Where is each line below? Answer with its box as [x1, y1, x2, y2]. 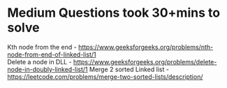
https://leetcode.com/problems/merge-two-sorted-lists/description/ [7, 72, 203, 81]
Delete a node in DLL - [7, 57, 72, 66]
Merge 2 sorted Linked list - [89, 65, 170, 73]
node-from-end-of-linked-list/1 [7, 50, 96, 59]
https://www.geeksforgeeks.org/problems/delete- [73, 57, 217, 66]
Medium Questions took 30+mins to [7, 5, 221, 21]
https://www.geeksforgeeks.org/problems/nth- [78, 43, 214, 51]
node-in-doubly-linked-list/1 [7, 65, 89, 73]
